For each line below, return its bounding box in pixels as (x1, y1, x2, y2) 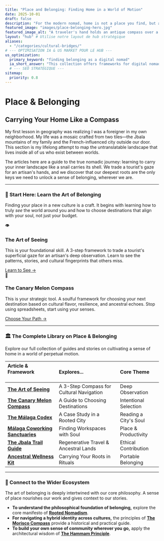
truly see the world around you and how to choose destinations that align (5, 208, 152, 213)
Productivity (120, 431, 148, 437)
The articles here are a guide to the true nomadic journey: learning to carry (5, 159, 156, 165)
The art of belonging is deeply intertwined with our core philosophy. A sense (5, 490, 159, 496)
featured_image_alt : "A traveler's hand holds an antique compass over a (5, 30, 159, 35)
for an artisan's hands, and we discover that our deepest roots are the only (5, 169, 155, 175)
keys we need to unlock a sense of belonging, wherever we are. (5, 174, 133, 180)
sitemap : (5, 71, 23, 76)
